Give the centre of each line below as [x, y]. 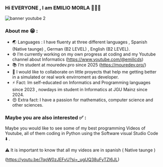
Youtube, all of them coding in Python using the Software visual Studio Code [81, 133]
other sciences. [28, 105]
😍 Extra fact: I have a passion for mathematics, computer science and [82, 100]
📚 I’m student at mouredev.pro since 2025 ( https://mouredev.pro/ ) [79, 65]
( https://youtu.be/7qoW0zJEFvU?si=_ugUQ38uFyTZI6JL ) [62, 159]
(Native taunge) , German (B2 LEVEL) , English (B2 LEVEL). [71, 49]
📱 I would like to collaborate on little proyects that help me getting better [84, 72]
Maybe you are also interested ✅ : [46, 117]
